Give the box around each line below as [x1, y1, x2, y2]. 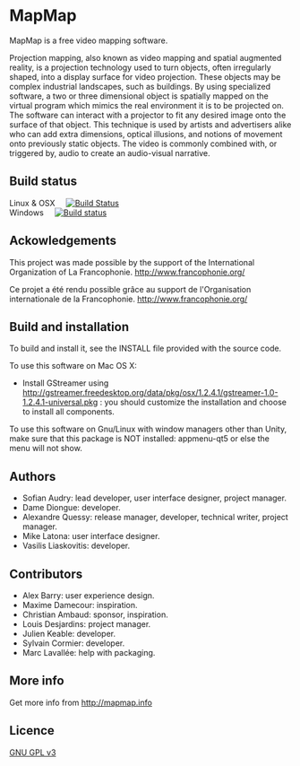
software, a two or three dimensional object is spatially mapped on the [9, 91, 269, 101]
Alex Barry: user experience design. [21, 590, 155, 601]
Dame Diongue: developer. [21, 502, 121, 513]
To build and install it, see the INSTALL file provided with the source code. [9, 343, 282, 354]
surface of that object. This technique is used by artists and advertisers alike [9, 118, 292, 130]
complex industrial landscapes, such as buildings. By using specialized [9, 81, 271, 91]
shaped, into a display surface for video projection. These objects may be [9, 71, 281, 82]
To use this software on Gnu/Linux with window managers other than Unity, [9, 423, 287, 435]
